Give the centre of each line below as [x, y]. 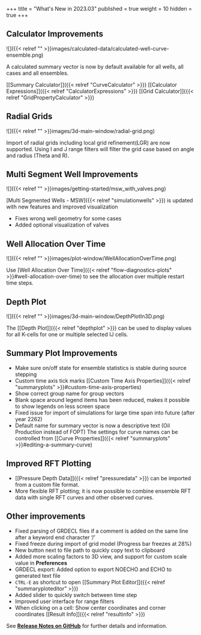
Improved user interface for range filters [64, 601]
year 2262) [29, 419]
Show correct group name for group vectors [69, 393]
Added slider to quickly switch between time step [76, 595]
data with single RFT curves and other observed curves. [84, 497]
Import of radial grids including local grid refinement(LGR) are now [88, 142]
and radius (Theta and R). [38, 155]
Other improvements [46, 517]
